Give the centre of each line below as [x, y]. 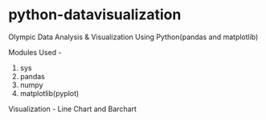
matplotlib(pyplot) [49, 93]
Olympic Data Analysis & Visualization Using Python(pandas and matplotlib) [133, 37]
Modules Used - [35, 52]
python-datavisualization [95, 15]
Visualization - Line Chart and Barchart [72, 109]
